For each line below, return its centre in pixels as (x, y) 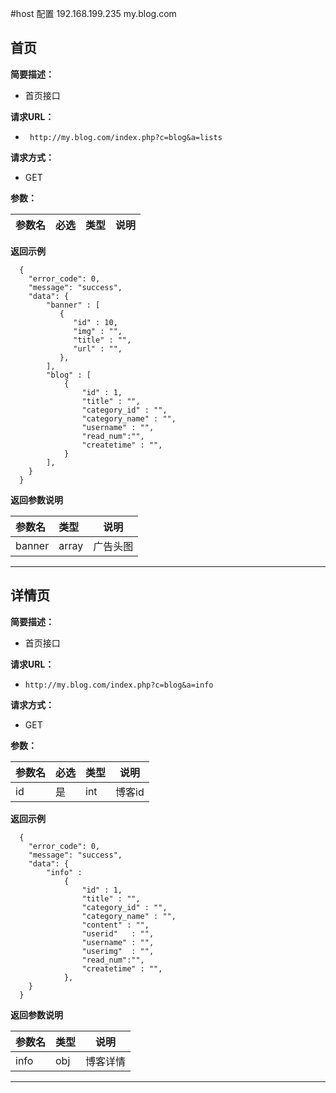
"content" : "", (115, 925)
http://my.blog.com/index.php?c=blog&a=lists (126, 137)
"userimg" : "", (118, 951)
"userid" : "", (118, 933)
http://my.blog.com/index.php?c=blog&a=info (119, 685)
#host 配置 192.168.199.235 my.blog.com (93, 13)
